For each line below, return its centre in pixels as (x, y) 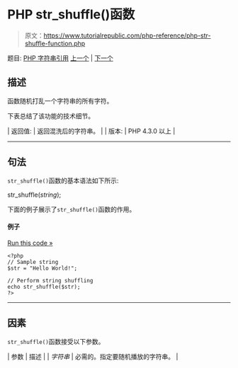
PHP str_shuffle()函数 (71, 15)
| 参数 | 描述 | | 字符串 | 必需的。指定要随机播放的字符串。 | (93, 356)
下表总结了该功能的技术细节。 (51, 116)
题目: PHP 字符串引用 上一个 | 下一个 (60, 58)
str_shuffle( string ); (34, 195)
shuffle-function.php (55, 43)
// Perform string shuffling (50, 280)
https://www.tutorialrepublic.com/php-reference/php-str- (127, 35)
